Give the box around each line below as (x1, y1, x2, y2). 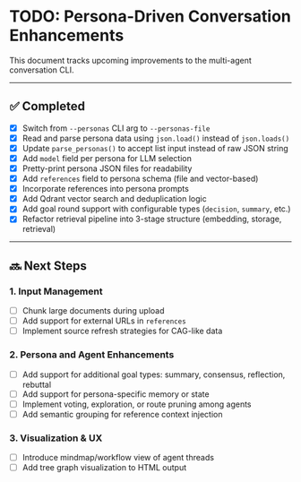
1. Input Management (9, 285, 103, 297)
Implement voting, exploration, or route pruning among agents (21, 399, 252, 409)
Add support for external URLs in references (21, 315, 186, 326)
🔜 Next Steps (9, 258, 87, 273)
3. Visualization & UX (9, 432, 103, 444)
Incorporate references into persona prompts (21, 184, 190, 194)
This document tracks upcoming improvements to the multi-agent (9, 55, 253, 65)
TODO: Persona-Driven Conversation (9, 6, 291, 27)
